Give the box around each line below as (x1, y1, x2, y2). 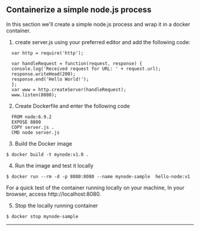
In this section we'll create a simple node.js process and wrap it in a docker (6, 20, 190, 27)
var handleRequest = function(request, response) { (11, 60, 143, 66)
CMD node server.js (11, 130, 60, 135)
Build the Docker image (14, 140, 73, 147)
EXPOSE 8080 (11, 119, 42, 125)
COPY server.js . (11, 124, 55, 130)
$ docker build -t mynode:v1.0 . (6, 152, 89, 158)
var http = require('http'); (11, 50, 84, 56)
